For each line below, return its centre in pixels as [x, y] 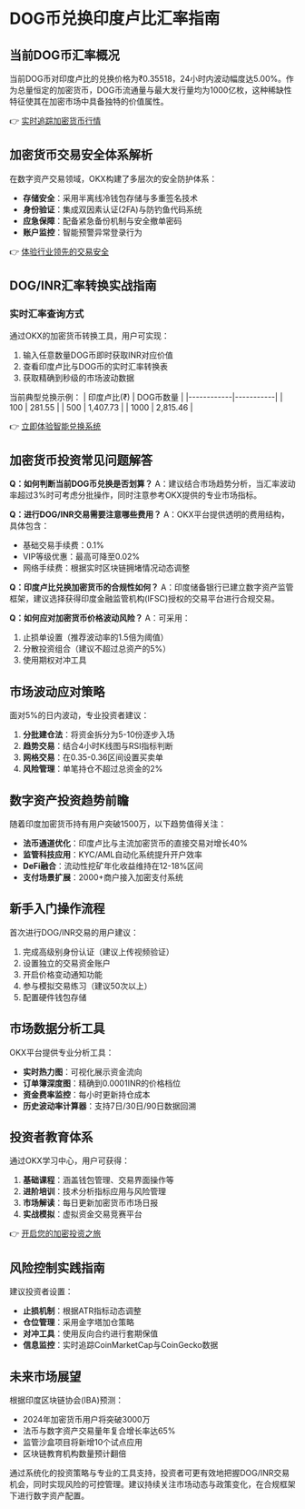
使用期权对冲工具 [54, 660]
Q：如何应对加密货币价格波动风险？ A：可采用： [100, 618]
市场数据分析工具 [57, 1029]
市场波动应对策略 [57, 691]
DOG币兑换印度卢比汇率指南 [115, 19]
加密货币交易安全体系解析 [81, 155]
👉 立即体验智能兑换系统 [55, 426]
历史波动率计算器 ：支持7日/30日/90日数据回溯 [109, 1106]
